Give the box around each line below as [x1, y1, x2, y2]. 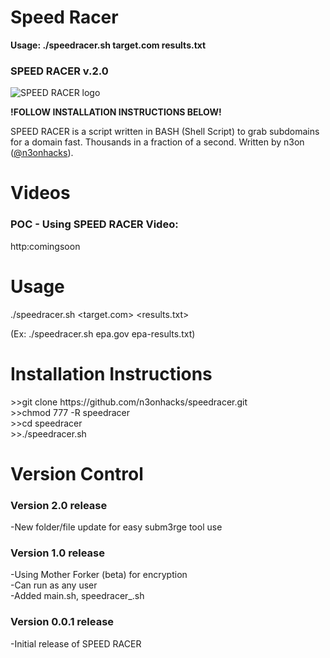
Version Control [10, 462, 144, 485]
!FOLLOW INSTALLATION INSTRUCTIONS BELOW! [10, 106, 222, 118]
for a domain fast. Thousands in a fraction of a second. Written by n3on [10, 136, 305, 148]
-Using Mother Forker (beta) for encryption [10, 569, 188, 581]
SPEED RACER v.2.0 [10, 64, 109, 78]
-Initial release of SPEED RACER [10, 637, 142, 650]
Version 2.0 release [10, 498, 108, 512]
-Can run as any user [10, 579, 98, 591]
